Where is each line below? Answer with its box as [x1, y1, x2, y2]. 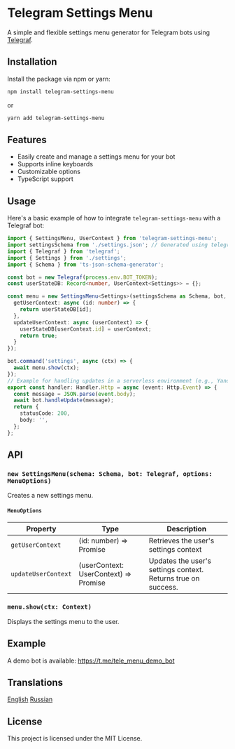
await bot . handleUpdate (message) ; [13, 397, 114, 404]
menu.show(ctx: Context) [7, 603, 92, 611]
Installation [7, 56, 57, 68]
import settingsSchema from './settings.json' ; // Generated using [7, 241, 208, 248]
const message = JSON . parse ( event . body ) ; [13, 390, 136, 397]
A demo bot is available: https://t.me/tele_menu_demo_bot [7, 656, 175, 665]
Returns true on [148, 574, 200, 583]
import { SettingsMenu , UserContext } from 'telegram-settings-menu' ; [7, 235, 218, 242]
